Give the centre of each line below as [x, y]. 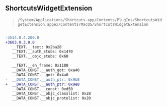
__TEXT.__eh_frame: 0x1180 [40, 66]
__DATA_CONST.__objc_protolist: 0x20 [52, 98]
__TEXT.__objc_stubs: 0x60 [40, 57]
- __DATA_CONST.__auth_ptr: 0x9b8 [43, 79]
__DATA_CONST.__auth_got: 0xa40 [46, 70]
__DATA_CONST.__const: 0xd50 [42, 89]
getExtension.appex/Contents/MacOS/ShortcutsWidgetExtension [83, 24]
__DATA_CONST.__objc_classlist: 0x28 [52, 94]
